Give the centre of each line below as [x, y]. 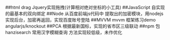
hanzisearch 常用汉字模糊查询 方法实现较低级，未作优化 [64, 32]
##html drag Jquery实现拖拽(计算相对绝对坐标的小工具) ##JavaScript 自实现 [85, 7]
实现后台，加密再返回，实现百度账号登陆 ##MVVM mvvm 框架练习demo [80, 20]
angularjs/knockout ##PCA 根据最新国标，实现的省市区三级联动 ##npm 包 [83, 26]
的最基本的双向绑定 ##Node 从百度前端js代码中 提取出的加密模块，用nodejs [84, 13]
